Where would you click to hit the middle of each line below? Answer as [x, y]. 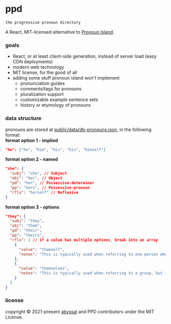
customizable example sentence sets [59, 99]
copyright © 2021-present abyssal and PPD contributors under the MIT [80, 311]
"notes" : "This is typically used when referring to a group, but [91, 273]
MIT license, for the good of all [45, 72]
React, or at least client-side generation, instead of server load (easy [84, 56]
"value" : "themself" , [42, 250]
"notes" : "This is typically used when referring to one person [88, 254]
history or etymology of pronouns [55, 105]
